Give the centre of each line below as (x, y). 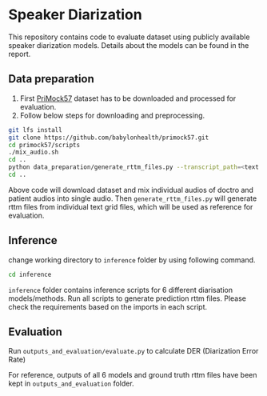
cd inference (30, 274)
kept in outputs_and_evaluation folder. (71, 384)
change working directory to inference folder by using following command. (132, 260)
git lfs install (35, 130)
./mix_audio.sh (34, 152)
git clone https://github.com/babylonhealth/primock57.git (109, 138)
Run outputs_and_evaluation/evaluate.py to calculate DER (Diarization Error (133, 351)
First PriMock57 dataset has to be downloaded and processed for (128, 98)
